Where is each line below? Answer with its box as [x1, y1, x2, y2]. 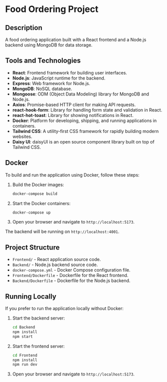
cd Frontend [12, 352, 37, 358]
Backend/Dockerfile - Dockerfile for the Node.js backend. [12, 277, 131, 283]
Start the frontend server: [12, 343, 65, 349]
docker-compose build [12, 191, 57, 196]
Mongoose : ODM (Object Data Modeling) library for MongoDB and [12, 91, 150, 97]
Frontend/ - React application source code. [12, 256, 101, 262]
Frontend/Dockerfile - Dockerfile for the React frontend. [12, 272, 129, 278]
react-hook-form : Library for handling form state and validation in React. [12, 106, 163, 113]
